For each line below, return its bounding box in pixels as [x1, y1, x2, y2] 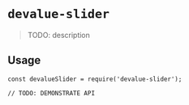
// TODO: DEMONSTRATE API [7, 89, 95, 97]
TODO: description [27, 30, 91, 40]
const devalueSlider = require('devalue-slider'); [7, 75, 183, 83]
